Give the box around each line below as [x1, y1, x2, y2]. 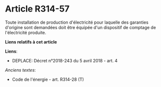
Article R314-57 [5, 3, 70, 14]
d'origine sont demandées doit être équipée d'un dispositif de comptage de [5, 24, 156, 30]
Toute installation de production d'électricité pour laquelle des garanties [5, 19, 149, 25]
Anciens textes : [5, 67, 36, 73]
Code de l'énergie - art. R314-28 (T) [12, 76, 84, 82]
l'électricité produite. [5, 29, 47, 35]
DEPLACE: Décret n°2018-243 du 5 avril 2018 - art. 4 [12, 58, 118, 63]
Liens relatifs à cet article [5, 39, 57, 44]
